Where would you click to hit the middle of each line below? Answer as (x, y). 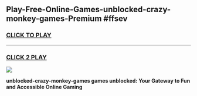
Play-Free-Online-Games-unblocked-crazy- (89, 10)
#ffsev (116, 19)
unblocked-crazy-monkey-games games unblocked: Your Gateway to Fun (98, 80)
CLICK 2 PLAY (26, 57)
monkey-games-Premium (54, 19)
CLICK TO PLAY (29, 35)
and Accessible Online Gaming (44, 87)
